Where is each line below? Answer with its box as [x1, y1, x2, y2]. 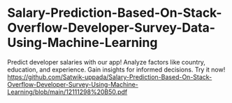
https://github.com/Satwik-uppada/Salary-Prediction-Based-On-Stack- [7, 72, 212, 81]
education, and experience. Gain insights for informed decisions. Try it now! [7, 65, 226, 74]
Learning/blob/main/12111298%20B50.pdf [7, 88, 128, 96]
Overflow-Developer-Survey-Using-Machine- [7, 80, 138, 88]
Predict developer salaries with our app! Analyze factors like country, [7, 57, 206, 66]
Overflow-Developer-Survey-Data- [7, 20, 215, 36]
